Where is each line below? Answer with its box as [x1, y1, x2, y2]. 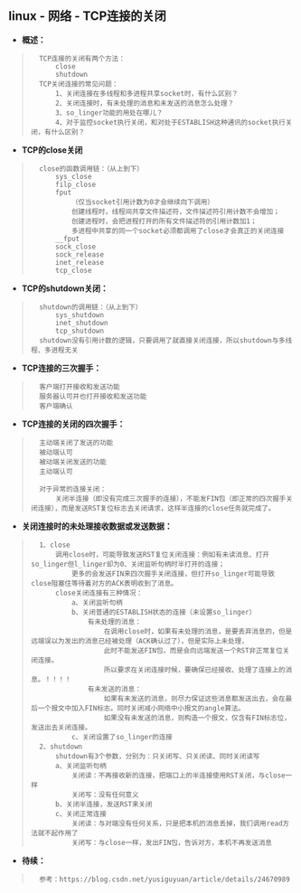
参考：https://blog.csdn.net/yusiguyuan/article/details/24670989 [39, 875, 290, 884]
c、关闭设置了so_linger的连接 [71, 732, 173, 741]
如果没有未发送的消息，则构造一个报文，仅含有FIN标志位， [103, 713, 291, 722]
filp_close [54, 180, 97, 189]
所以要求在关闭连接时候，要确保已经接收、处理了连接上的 [103, 665, 286, 674]
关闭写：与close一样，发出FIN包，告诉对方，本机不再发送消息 [71, 838, 272, 847]
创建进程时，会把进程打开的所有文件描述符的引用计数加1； [71, 216, 258, 226]
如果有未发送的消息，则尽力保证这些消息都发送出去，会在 [103, 694, 286, 703]
